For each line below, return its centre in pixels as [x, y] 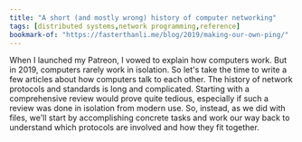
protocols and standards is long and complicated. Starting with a [130, 89]
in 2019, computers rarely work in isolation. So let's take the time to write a [148, 70]
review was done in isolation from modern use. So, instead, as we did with [147, 109]
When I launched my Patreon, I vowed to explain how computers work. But [148, 61]
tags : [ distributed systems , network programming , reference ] [125, 26]
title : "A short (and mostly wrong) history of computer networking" [143, 18]
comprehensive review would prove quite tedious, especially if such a [139, 99]
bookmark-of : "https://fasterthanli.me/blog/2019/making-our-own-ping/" [149, 34]
